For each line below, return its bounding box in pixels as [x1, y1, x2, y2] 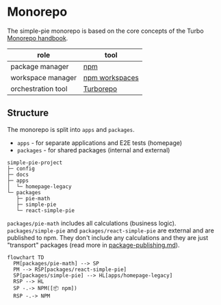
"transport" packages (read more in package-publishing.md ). [7, 241, 180, 249]
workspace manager [10, 72, 77, 82]
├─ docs [7, 171, 29, 178]
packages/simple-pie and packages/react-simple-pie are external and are [7, 226, 214, 235]
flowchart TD [7, 254, 44, 261]
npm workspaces [83, 72, 139, 82]
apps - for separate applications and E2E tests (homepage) [16, 138, 183, 147]
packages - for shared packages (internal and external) [16, 146, 170, 154]
